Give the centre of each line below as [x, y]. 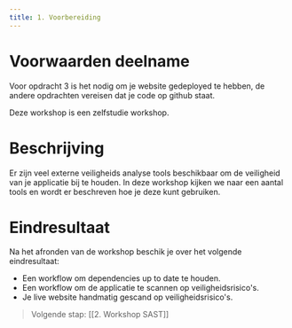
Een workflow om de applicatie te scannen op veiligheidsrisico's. [141, 288]
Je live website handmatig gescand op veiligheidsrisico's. [127, 297]
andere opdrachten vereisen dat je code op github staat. [112, 95]
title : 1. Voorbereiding [55, 17]
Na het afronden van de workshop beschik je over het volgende [126, 252]
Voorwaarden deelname [100, 61]
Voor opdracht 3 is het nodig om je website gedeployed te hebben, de [137, 86]
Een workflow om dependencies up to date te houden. [121, 278]
